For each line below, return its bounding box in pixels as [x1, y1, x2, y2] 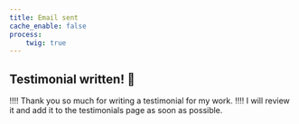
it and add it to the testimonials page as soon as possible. [9, 105, 223, 116]
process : [9, 30, 42, 39]
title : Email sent [9, 13, 79, 22]
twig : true [25, 38, 67, 48]
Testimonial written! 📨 [9, 71, 135, 86]
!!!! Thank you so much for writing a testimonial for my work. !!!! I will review [9, 95, 291, 106]
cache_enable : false [9, 22, 88, 31]
